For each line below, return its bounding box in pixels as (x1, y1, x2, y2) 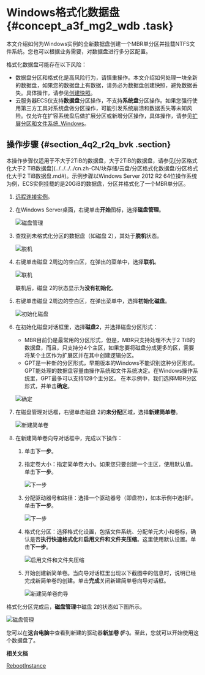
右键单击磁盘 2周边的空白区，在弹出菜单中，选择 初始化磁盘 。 (15, 297, 171, 304)
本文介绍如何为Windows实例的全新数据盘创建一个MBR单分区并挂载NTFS (6, 40, 190, 47)
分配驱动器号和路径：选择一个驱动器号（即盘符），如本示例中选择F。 (24, 494, 197, 501)
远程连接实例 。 (15, 193, 53, 200)
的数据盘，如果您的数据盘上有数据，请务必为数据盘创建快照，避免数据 (15, 81, 193, 89)
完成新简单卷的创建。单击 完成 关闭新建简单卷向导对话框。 (24, 577, 170, 584)
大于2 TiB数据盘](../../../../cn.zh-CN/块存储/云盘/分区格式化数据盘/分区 (11, 164, 188, 172)
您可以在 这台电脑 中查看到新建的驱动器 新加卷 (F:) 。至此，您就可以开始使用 (6, 629, 194, 636)
